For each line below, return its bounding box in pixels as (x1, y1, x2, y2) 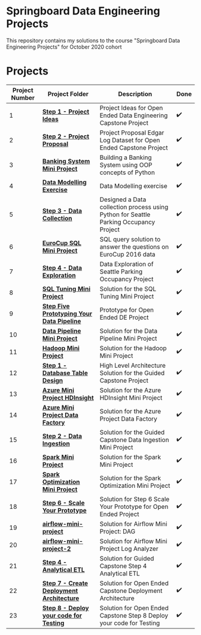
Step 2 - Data (42, 431, 83, 440)
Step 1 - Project (42, 107, 90, 115)
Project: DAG (99, 527, 136, 535)
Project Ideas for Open (99, 103, 163, 112)
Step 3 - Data (42, 206, 83, 214)
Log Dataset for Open (99, 136, 160, 144)
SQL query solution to (99, 235, 161, 243)
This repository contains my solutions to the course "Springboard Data (6, 37, 181, 44)
